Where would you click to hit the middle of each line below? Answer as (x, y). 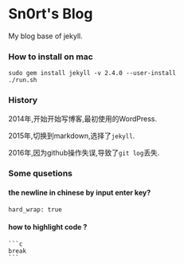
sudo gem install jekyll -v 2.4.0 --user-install (92, 73)
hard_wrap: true (35, 209)
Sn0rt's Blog (51, 14)
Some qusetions (41, 174)
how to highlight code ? (48, 227)
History (23, 100)
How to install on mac (51, 57)
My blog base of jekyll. (45, 36)
